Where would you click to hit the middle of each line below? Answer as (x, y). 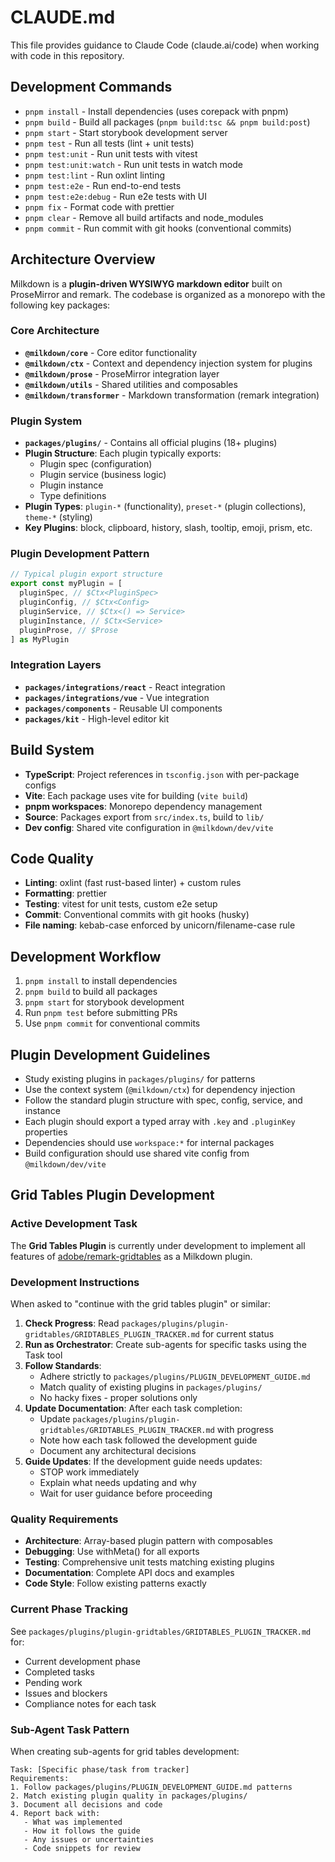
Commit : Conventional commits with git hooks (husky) (137, 915)
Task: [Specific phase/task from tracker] (100, 1769)
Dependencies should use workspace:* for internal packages (149, 1142)
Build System (52, 750)
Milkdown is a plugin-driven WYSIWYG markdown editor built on (146, 283)
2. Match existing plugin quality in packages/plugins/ (129, 1796)
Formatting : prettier (66, 893)
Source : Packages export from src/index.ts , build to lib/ (144, 817)
